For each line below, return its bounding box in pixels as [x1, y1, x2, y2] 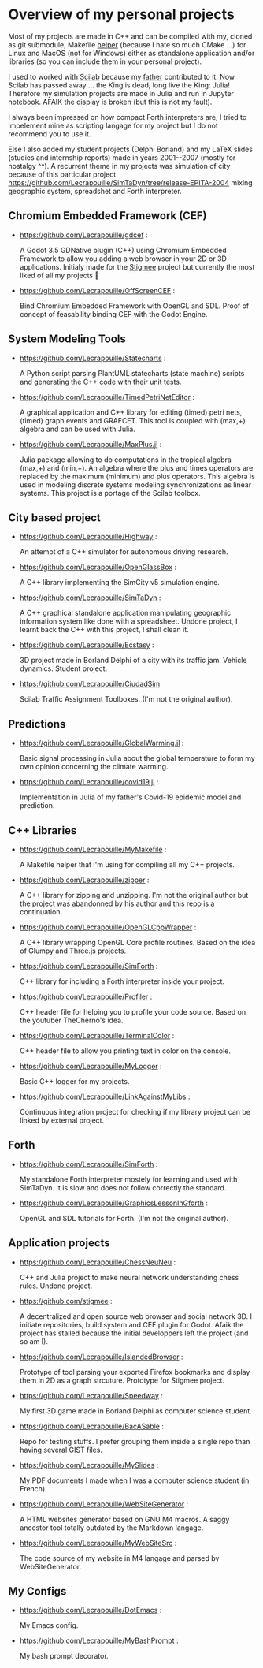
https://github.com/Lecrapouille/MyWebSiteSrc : [19, 1538, 177, 1547]
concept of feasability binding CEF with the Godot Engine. [19, 309, 208, 318]
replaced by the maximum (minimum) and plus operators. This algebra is [19, 471, 256, 481]
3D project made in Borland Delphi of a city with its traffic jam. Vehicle [19, 656, 247, 665]
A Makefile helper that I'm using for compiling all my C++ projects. [19, 860, 235, 869]
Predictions [8, 717, 66, 731]
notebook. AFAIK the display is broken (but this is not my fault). [8, 97, 213, 106]
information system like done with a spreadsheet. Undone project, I [19, 616, 238, 626]
